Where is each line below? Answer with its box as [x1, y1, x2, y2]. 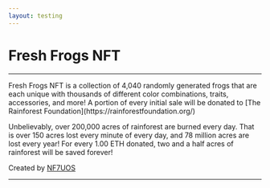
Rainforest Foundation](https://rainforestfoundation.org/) [8, 106, 195, 116]
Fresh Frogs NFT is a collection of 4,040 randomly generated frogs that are [8, 80, 257, 90]
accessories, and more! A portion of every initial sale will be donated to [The [8, 97, 261, 107]
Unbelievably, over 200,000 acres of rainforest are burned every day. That [8, 121, 255, 131]
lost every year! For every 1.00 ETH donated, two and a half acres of [8, 138, 235, 149]
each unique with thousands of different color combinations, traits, [8, 89, 229, 99]
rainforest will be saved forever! [8, 147, 113, 157]
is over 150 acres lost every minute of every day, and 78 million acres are [8, 130, 250, 140]
